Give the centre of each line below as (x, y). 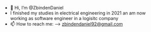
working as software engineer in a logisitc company (64, 18)
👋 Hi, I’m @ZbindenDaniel (37, 8)
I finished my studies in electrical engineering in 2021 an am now (78, 13)
